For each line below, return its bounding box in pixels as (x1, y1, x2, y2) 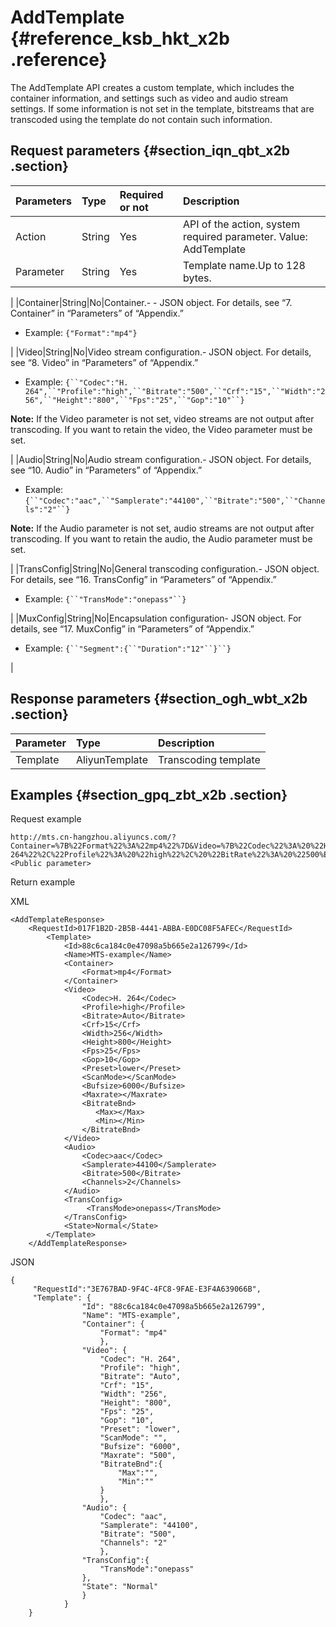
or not (119, 200, 149, 214)
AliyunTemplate (75, 752, 149, 766)
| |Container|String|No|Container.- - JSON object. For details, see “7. (10, 296, 293, 308)
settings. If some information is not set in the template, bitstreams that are (10, 102, 315, 115)
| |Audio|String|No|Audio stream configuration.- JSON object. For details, (10, 453, 312, 465)
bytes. (183, 271, 212, 285)
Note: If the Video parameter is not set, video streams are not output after (10, 412, 315, 425)
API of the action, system (183, 217, 301, 231)
